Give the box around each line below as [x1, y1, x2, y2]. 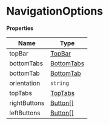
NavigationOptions [6, 4, 104, 18]
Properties [6, 24, 34, 32]
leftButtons [9, 109, 41, 117]
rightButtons [9, 99, 45, 107]
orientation [9, 79, 41, 87]
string [50, 79, 70, 87]
